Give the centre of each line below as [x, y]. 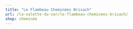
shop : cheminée [21, 19]
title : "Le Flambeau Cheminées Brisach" [49, 10]
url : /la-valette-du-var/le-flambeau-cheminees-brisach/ [67, 14]
